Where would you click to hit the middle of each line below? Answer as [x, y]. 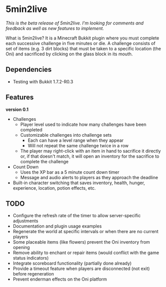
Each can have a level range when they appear [76, 140]
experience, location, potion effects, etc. [54, 188]
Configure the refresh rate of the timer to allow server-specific [77, 216]
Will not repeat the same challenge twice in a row [78, 145]
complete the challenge [44, 161]
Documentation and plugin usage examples [57, 226]
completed [31, 130]
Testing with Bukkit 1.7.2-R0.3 [43, 81]
